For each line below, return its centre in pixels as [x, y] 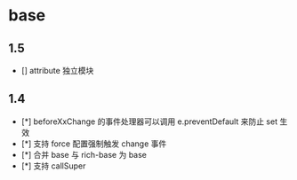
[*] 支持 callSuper [53, 166]
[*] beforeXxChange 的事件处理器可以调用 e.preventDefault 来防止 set [149, 121]
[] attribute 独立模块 [57, 70]
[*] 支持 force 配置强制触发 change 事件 [94, 144]
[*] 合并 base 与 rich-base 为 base [84, 154]
